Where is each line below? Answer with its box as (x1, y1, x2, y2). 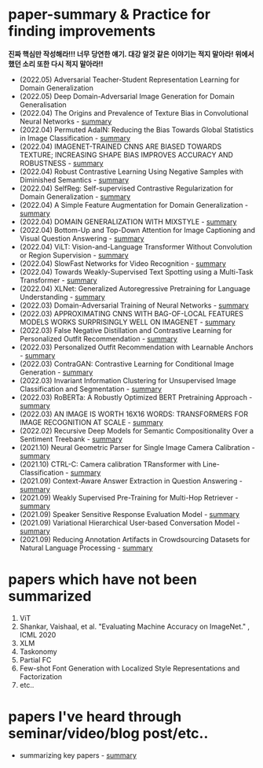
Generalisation (19, 100, 67, 109)
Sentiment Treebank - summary (19, 434, 123, 444)
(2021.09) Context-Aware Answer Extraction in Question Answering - (19, 476, 243, 486)
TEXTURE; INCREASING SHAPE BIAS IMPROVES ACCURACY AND (19, 150, 234, 159)
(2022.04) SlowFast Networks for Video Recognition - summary (19, 258, 226, 268)
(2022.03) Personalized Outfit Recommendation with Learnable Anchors (19, 342, 254, 352)
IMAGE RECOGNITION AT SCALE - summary (19, 417, 163, 426)
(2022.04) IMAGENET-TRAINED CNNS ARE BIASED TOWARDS (19, 142, 222, 151)
